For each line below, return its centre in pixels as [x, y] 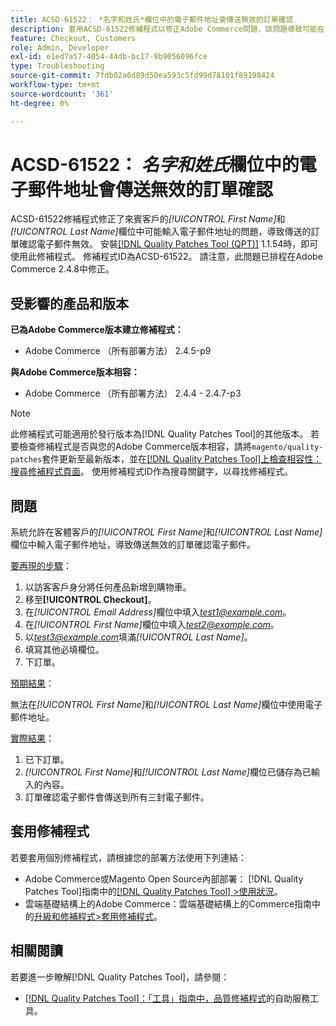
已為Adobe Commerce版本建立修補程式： [97, 330]
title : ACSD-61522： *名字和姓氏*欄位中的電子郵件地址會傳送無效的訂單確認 [152, 19]
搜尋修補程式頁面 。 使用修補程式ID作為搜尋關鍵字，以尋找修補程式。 [151, 472]
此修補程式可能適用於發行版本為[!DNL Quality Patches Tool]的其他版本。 [159, 434]
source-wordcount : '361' [62, 94]
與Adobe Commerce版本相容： [75, 372]
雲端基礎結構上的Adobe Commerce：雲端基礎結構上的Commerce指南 [168, 903]
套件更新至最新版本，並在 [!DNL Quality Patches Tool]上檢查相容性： [182, 459]
